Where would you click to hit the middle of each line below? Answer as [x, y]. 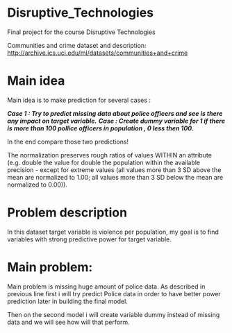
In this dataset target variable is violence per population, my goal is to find [113, 232]
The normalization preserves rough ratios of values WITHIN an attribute [109, 155]
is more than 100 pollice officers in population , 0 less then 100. [101, 128]
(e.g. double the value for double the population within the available [104, 162]
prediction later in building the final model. [68, 301]
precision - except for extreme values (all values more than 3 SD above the [114, 170]
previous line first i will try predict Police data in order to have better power [114, 293]
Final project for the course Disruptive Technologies [81, 32]
